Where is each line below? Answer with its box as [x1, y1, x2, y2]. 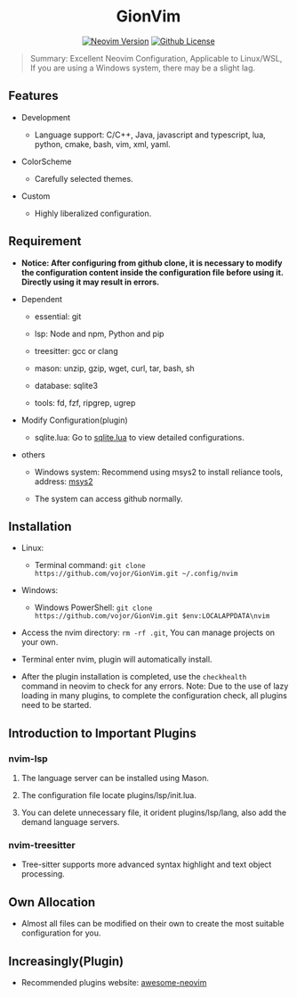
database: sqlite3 [34, 380, 99, 391]
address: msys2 [34, 475, 94, 487]
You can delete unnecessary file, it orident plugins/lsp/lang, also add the [20, 807, 287, 818]
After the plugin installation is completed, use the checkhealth [20, 672, 247, 682]
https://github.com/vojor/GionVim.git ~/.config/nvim [34, 569, 238, 579]
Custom [20, 190, 51, 202]
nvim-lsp [8, 752, 48, 764]
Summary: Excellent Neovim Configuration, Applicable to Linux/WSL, [29, 53, 283, 63]
